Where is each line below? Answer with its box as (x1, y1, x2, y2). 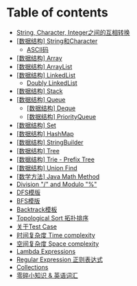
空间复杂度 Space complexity (16, 239, 99, 248)
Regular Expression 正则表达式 (16, 255, 103, 263)
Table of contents (6, 5, 109, 21)
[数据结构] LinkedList (16, 70, 76, 79)
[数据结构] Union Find (16, 164, 78, 172)
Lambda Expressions (16, 247, 76, 255)
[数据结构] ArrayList (16, 62, 73, 70)
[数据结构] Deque (26, 104, 76, 112)
